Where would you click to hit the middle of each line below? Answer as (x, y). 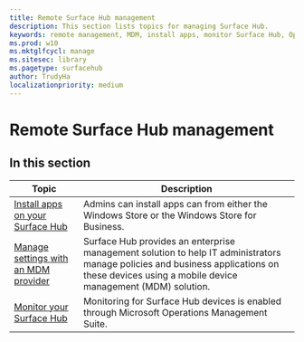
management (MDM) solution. (147, 286)
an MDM (32, 270)
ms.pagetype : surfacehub (56, 69)
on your (30, 215)
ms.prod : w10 (34, 43)
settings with (41, 258)
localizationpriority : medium (66, 85)
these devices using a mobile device (160, 275)
